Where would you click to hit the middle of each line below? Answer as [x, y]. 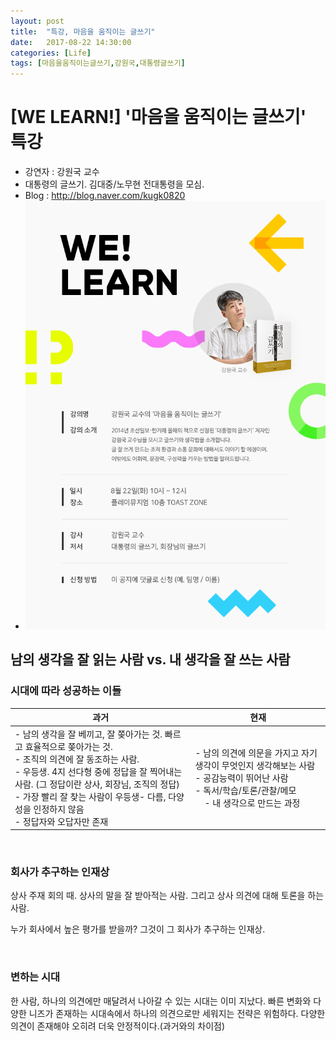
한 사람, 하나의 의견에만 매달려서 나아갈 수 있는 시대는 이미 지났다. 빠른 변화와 [161, 1001]
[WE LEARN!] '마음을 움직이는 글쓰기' [158, 117]
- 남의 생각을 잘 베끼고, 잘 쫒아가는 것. [88, 734]
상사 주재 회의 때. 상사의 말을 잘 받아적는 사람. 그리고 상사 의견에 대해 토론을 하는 [167, 896]
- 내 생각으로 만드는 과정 [252, 802]
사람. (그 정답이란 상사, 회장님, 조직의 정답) [97, 784]
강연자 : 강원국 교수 [62, 172]
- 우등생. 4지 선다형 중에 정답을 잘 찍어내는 [98, 771]
